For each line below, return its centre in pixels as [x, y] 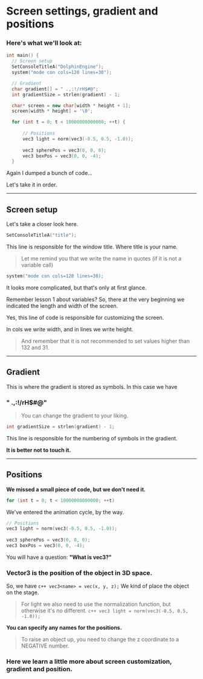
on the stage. [23, 592]
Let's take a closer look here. [42, 224]
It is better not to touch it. [39, 450]
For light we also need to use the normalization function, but [96, 604]
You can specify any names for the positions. [64, 628]
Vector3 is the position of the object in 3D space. [79, 572]
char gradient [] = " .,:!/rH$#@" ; [55, 89]
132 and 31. [35, 347]
